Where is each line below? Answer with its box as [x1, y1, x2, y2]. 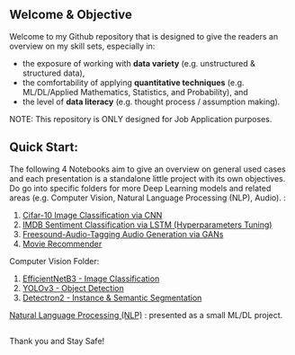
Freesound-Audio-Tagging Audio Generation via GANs [22, 228, 224, 239]
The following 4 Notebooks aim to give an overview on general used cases [9, 164, 286, 174]
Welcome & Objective [9, 7, 132, 22]
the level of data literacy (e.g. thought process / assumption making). [22, 96, 281, 107]
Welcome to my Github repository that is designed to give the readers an [9, 31, 279, 41]
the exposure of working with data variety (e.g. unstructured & [22, 58, 256, 68]
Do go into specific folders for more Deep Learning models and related [9, 182, 272, 193]
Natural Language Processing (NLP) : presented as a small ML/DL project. [9, 309, 283, 320]
